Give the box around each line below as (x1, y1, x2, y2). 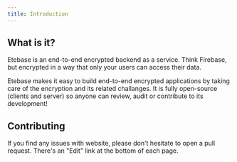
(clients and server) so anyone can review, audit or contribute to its (7, 92, 204, 100)
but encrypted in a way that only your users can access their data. (7, 63, 201, 72)
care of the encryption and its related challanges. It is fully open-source (7, 85, 218, 93)
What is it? (7, 37, 56, 49)
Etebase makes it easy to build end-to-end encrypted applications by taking (7, 77, 230, 85)
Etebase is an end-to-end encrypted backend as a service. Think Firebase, (7, 55, 227, 64)
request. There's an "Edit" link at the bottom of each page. (7, 146, 179, 155)
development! (7, 99, 48, 108)
